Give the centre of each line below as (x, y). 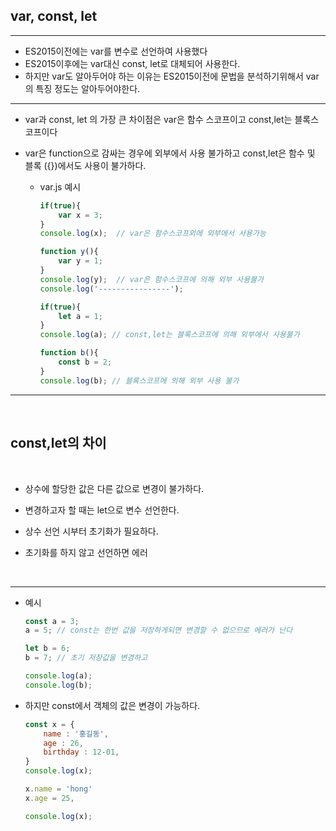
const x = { (49, 724)
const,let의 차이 (58, 443)
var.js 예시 (60, 186)
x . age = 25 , (49, 798)
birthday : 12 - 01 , (81, 752)
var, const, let (54, 16)
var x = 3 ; (80, 215)
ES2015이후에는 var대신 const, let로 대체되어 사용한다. (132, 63)
